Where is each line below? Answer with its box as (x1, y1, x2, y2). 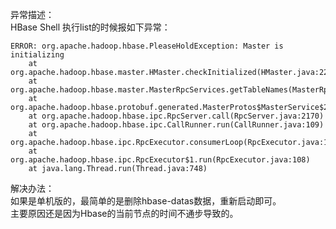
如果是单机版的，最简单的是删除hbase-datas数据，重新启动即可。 (10, 195, 282, 207)
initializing (10, 50, 65, 60)
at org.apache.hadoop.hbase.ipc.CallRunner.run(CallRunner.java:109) (28, 120, 325, 130)
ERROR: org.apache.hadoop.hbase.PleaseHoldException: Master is (10, 41, 284, 51)
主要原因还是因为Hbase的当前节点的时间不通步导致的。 (10, 208, 239, 219)
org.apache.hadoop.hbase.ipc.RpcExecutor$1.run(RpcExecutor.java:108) (10, 155, 311, 165)
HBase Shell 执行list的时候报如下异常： (10, 21, 171, 33)
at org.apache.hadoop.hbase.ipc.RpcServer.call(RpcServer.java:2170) (28, 111, 325, 121)
